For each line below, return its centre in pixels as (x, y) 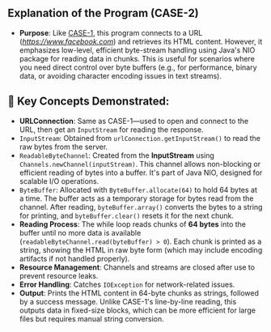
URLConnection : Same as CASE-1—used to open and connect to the (133, 121)
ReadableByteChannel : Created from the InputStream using (117, 155)
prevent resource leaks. (59, 275)
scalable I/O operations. (59, 181)
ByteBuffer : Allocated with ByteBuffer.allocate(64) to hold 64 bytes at (138, 189)
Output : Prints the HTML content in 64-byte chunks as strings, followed (139, 293)
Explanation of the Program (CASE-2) (103, 13)
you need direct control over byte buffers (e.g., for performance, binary (138, 67)
